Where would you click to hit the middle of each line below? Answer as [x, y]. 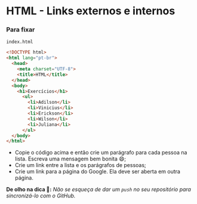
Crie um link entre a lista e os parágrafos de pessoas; [80, 165]
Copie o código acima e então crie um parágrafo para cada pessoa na [101, 153]
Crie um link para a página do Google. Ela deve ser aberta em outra [98, 172]
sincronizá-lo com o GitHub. [41, 196]
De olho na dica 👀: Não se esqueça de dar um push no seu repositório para [98, 190]
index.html [20, 42]
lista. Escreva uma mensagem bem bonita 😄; [70, 159]
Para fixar [21, 30]
